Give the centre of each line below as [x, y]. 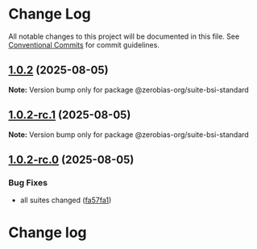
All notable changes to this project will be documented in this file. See [124, 36]
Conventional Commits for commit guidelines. [84, 44]
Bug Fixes [28, 182]
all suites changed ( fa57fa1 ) [66, 200]
